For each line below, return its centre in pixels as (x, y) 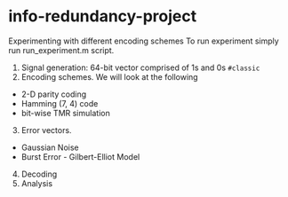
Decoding (39, 174)
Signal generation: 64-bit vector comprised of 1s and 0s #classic (140, 67)
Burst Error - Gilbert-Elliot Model (80, 156)
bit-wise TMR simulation (65, 113)
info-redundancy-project (103, 16)
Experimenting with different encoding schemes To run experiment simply (144, 41)
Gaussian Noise (50, 147)
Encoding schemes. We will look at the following (109, 76)
